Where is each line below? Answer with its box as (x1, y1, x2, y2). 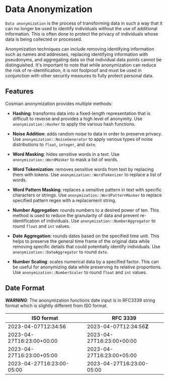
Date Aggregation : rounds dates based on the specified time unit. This (12, 233, 159, 239)
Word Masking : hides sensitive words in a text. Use (12, 151, 120, 157)
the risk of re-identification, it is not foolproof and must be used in (5, 67, 142, 73)
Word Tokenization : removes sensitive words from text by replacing (12, 166, 154, 172)
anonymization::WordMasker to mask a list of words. (12, 156, 119, 162)
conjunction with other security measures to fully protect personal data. (5, 72, 154, 78)
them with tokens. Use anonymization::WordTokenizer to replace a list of (12, 171, 162, 177)
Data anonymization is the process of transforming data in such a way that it (5, 20, 162, 26)
